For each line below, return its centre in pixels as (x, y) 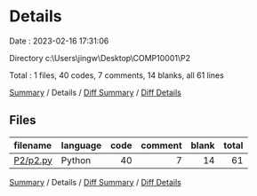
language (81, 145)
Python (76, 160)
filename (33, 145)
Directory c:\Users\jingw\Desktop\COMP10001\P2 (100, 58)
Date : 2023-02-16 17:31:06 (59, 41)
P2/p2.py (33, 160)
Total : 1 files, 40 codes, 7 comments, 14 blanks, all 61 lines (116, 75)
